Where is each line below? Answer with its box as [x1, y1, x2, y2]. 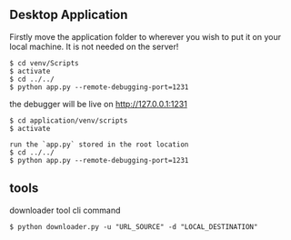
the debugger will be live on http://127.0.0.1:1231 [9, 98, 188, 109]
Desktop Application [9, 7, 128, 23]
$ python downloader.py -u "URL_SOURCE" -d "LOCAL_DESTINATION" [9, 222, 258, 231]
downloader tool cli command [9, 205, 121, 215]
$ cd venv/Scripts [9, 58, 79, 67]
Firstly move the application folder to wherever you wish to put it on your [9, 31, 282, 42]
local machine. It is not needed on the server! [9, 41, 179, 52]
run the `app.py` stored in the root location [9, 140, 189, 149]
